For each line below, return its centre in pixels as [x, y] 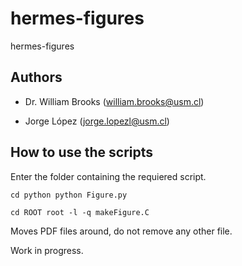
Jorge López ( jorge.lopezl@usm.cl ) [97, 121]
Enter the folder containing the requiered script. [108, 176]
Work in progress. [47, 250]
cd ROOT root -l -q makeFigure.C [80, 212]
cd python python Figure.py [69, 195]
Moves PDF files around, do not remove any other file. [121, 231]
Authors [36, 77]
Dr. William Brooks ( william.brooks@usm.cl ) [114, 101]
